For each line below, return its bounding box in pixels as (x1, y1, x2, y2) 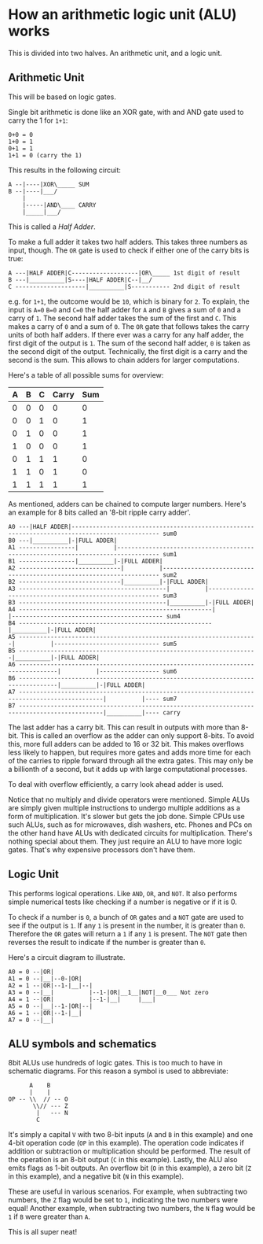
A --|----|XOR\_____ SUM (8, 180, 89, 188)
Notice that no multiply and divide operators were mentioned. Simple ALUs (8, 795, 250, 804)
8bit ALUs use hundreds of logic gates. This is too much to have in (8, 1058, 224, 1068)
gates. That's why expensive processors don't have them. (8, 844, 195, 855)
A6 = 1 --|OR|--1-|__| (8, 1009, 82, 1017)
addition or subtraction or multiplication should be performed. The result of (8, 1146, 251, 1156)
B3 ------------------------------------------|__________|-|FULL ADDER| (8, 598, 255, 607)
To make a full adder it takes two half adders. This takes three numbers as (8, 237, 248, 246)
